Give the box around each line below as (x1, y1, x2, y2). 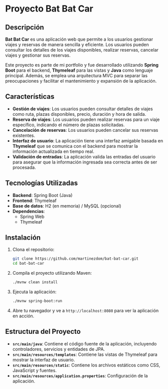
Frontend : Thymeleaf (12, 198, 57, 204)
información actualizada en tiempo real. (12, 148, 94, 154)
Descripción (5, 23, 44, 32)
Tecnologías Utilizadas (5, 179, 78, 187)
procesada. (12, 164, 36, 170)
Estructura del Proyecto (5, 327, 81, 336)
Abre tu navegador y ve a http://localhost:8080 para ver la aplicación (12, 307, 159, 313)
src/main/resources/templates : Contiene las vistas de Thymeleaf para (12, 351, 158, 357)
